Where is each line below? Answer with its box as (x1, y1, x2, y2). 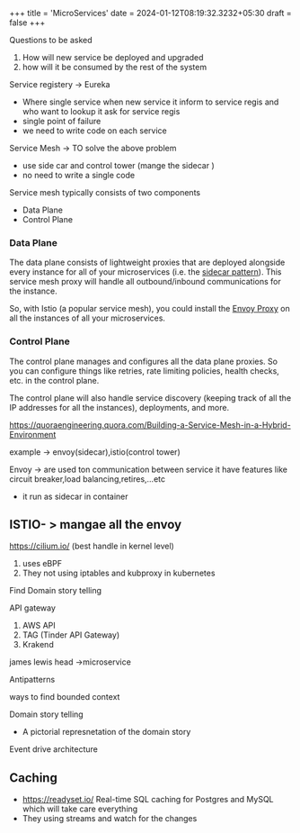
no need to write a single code (22, 170, 136, 180)
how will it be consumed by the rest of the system (22, 62, 207, 72)
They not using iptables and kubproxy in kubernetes (22, 567, 216, 579)
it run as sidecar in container (22, 491, 128, 502)
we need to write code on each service (22, 125, 168, 136)
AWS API (22, 620, 56, 631)
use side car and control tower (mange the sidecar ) (22, 160, 215, 170)
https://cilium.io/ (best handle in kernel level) (9, 540, 175, 552)
